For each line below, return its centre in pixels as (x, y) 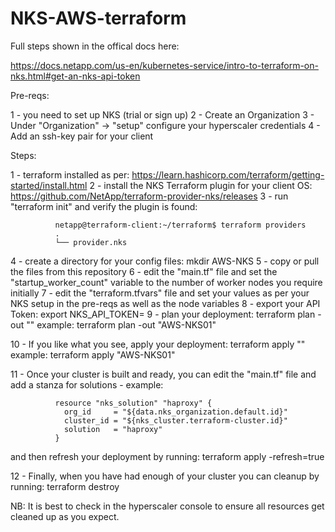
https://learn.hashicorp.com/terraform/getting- (228, 174)
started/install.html (49, 185)
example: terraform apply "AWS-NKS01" (93, 354)
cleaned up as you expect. (65, 516)
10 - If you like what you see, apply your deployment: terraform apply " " (158, 344)
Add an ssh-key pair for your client (82, 136)
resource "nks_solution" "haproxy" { (133, 403)
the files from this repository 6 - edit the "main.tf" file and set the (144, 271)
